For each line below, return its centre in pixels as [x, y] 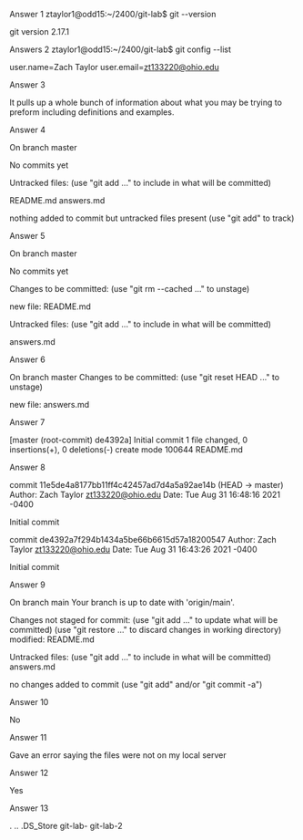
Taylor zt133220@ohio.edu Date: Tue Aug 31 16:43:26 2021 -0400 [133, 549]
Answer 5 [27, 236]
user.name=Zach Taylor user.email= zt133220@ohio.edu [115, 67]
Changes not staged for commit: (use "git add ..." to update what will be [144, 620]
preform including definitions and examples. [92, 112]
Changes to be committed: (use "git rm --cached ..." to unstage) [130, 289]
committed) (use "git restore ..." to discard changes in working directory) [146, 630]
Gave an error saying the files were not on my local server [118, 755]
